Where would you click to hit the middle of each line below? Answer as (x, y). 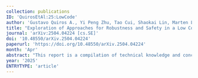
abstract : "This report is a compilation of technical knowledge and (93, 55)
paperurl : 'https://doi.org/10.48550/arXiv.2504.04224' (76, 45)
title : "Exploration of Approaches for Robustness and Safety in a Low (96, 28)
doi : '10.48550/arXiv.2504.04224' (49, 39)
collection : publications (38, 11)
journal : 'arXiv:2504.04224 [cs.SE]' (52, 33)
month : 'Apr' (22, 50)
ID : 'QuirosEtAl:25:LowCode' (42, 17)
